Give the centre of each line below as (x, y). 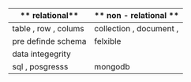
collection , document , (137, 29)
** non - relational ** (137, 15)
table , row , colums (48, 29)
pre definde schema (49, 41)
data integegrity (41, 54)
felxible (108, 41)
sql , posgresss (40, 67)
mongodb (112, 67)
